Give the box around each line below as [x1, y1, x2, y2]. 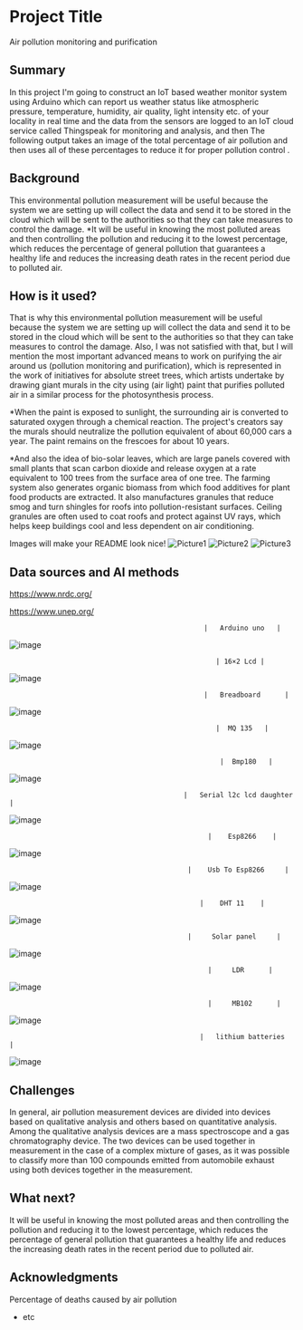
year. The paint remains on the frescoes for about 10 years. [9, 436, 230, 447]
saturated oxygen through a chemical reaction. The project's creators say [9, 417, 283, 428]
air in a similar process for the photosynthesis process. [9, 390, 214, 400]
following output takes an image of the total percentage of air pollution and [9, 134, 288, 146]
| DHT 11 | [199, 899, 265, 908]
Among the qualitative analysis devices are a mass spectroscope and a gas [9, 1126, 289, 1136]
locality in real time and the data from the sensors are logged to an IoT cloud [9, 115, 294, 126]
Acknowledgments [9, 1270, 119, 1286]
